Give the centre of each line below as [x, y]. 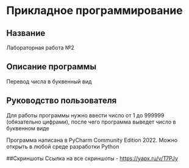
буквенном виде [28, 128]
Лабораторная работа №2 [41, 47]
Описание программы [51, 67]
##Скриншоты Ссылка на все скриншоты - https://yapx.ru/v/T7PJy [92, 158]
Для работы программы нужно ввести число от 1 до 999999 [85, 115]
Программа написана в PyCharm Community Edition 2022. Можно [92, 140]
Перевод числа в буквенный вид [49, 81]
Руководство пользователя [62, 101]
